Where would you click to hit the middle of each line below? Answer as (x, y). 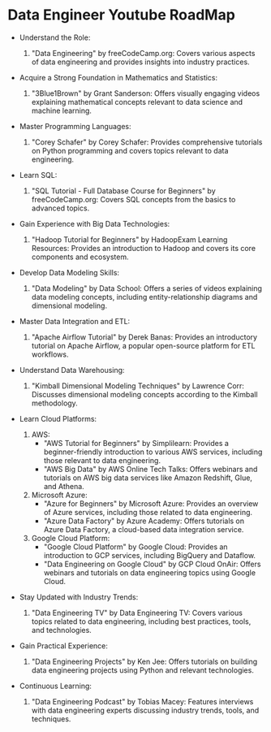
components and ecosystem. (80, 257)
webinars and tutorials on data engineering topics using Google (150, 572)
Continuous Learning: (56, 686)
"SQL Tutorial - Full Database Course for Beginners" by (123, 191)
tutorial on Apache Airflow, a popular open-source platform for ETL (143, 345)
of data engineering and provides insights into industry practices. (140, 62)
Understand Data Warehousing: (72, 370)
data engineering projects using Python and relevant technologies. (143, 670)
